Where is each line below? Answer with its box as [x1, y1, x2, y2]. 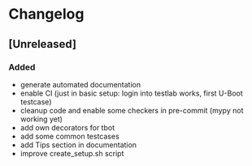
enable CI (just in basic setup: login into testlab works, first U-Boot [20, 88, 244, 98]
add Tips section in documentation [20, 139, 137, 150]
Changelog [8, 5, 85, 23]
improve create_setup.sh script [20, 148, 124, 158]
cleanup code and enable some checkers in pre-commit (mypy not [20, 105, 244, 115]
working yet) [20, 114, 63, 124]
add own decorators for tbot [20, 122, 115, 132]
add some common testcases [20, 131, 119, 141]
